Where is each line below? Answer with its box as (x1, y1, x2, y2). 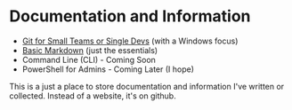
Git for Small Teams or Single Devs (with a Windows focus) (21, 35, 239, 46)
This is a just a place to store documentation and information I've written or (9, 81, 285, 91)
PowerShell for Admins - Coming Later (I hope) (21, 64, 194, 75)
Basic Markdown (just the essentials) (21, 44, 158, 55)
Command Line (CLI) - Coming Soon (21, 54, 156, 65)
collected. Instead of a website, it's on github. (9, 90, 176, 101)
